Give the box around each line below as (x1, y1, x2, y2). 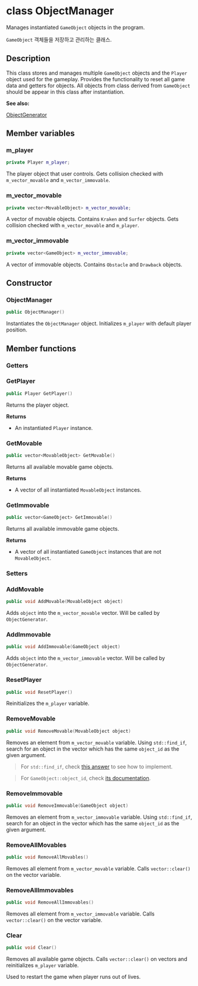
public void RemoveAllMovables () (6, 854, 89, 860)
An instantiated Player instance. (14, 424, 93, 431)
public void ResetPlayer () (6, 689, 73, 695)
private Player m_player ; (6, 159, 70, 165)
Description (6, 53, 50, 63)
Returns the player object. (6, 401, 69, 409)
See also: (6, 100, 30, 107)
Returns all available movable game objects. (6, 463, 114, 470)
